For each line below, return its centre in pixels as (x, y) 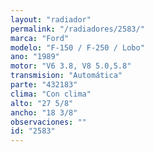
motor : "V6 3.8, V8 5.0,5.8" (71, 66)
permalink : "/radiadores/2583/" (77, 29)
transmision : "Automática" (66, 76)
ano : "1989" (35, 57)
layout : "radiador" (51, 19)
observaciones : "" (48, 122)
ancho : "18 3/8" (44, 112)
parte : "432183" (44, 85)
